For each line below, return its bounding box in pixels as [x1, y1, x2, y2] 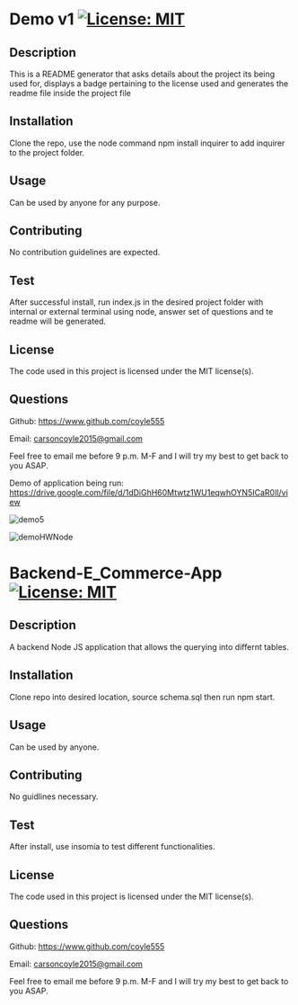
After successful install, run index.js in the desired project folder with [9, 297, 264, 307]
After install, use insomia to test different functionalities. [9, 841, 215, 852]
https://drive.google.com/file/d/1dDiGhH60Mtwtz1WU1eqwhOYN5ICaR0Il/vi [9, 486, 289, 498]
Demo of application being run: [9, 477, 124, 488]
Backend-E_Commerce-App [9, 563, 223, 583]
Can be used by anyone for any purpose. [9, 197, 161, 208]
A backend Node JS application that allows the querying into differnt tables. [9, 641, 289, 652]
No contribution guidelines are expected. [9, 247, 161, 258]
